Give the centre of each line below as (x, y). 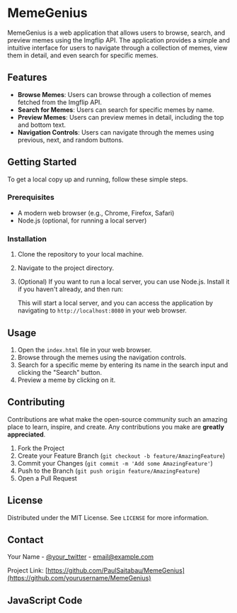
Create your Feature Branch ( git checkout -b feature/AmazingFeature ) (121, 456)
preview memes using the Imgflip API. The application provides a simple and (118, 40)
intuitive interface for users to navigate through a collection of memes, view (117, 47)
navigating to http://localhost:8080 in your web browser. (102, 310)
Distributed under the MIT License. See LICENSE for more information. (108, 517)
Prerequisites (31, 198)
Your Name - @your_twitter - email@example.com (81, 557)
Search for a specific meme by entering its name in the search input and (123, 365)
